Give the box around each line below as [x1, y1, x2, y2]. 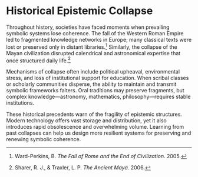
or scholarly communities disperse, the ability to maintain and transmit [6, 81, 177, 88]
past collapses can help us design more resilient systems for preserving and [6, 129, 192, 136]
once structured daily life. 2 [6, 56, 71, 64]
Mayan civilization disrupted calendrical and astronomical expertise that [6, 49, 181, 56]
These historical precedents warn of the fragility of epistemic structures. [6, 111, 183, 118]
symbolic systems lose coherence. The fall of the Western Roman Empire [6, 29, 184, 36]
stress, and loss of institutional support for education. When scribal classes [6, 75, 189, 82]
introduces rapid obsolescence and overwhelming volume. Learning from [6, 123, 184, 131]
